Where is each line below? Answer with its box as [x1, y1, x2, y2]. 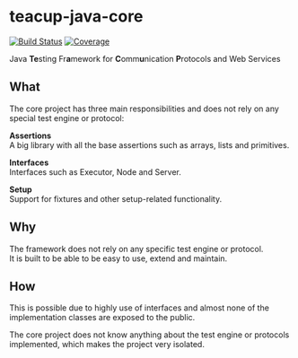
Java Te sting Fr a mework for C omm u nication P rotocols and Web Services [9, 53, 281, 64]
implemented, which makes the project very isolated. [9, 339, 205, 350]
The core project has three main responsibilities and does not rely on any [9, 103, 280, 114]
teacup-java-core [9, 6, 144, 27]
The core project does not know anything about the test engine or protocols [9, 329, 290, 340]
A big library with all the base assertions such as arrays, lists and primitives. [9, 139, 290, 150]
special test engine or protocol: [9, 112, 125, 123]
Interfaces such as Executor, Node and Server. [9, 166, 181, 177]
